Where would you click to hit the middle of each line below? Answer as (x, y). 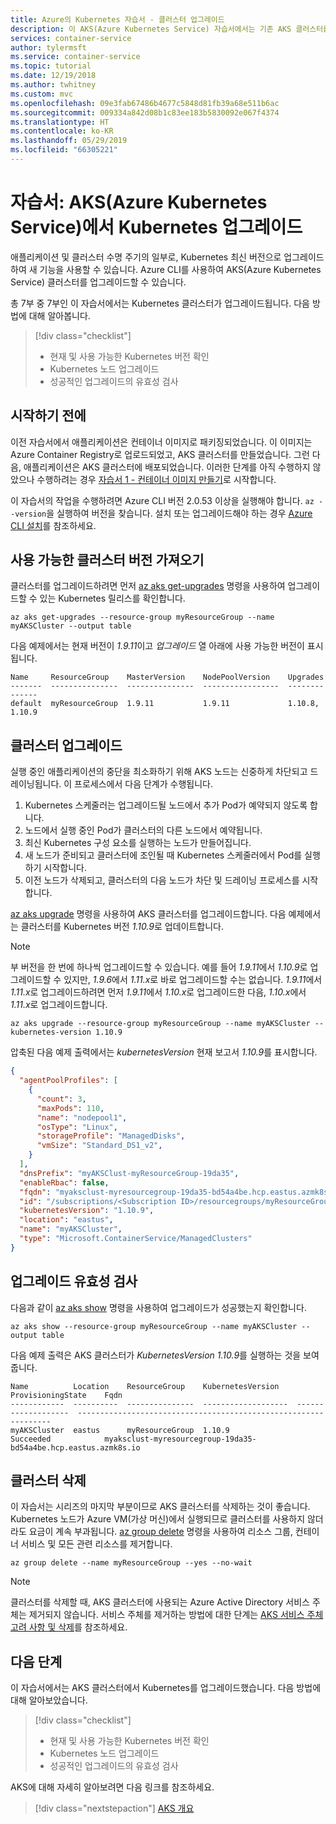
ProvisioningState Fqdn (66, 1395)
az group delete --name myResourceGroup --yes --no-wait (131, 1563)
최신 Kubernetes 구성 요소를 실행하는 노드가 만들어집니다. (138, 843)
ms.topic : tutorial (51, 66)
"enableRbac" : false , (64, 1182)
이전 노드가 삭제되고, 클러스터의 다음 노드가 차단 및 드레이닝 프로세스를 (162, 880)
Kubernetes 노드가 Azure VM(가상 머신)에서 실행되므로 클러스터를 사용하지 (158, 1519)
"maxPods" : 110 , (70, 1108)
